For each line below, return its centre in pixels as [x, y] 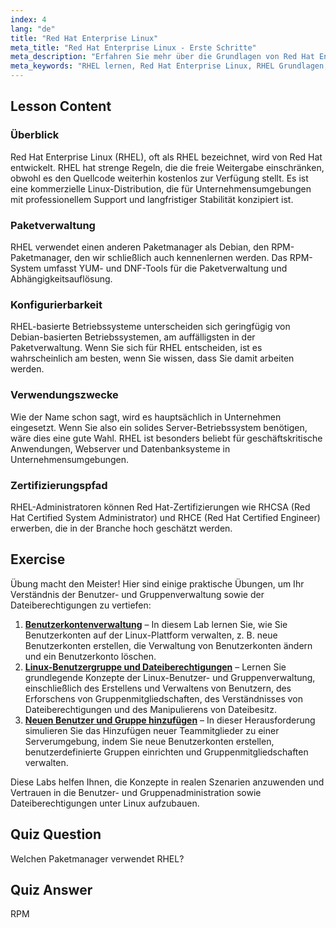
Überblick [35, 135]
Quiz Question [56, 834]
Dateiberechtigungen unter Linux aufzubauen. [105, 803]
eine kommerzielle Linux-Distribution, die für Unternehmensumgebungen [161, 188]
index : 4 [28, 19]
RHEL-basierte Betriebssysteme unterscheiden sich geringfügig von [150, 327]
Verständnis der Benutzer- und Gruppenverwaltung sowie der [137, 594]
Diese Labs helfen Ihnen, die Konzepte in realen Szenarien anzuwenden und [167, 782]
